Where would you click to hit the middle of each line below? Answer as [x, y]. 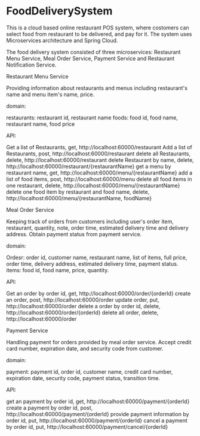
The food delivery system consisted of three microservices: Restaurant [93, 52]
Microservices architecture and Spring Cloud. [62, 40]
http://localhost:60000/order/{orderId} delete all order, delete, [82, 312]
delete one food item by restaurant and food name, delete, [78, 192]
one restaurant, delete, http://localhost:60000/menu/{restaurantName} [93, 185]
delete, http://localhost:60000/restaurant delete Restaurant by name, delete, [100, 160]
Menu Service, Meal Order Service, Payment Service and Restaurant [90, 58]
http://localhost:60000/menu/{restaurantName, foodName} [79, 198]
